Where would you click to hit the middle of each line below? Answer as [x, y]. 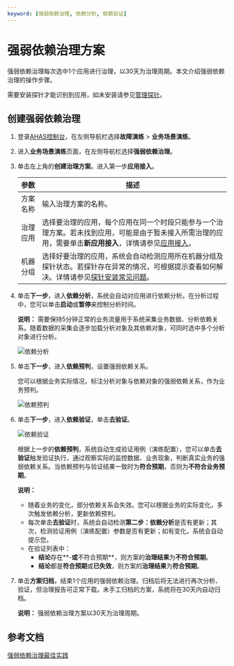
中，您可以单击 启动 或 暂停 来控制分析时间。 [78, 305]
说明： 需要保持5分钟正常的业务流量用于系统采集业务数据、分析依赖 [115, 319]
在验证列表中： [49, 549]
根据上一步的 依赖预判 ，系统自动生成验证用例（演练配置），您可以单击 [116, 449]
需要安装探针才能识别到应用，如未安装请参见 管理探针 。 [86, 94]
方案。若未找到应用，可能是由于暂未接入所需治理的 [132, 233]
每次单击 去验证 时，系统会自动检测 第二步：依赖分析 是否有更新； [119, 522]
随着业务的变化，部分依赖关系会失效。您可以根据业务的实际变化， [122, 505]
